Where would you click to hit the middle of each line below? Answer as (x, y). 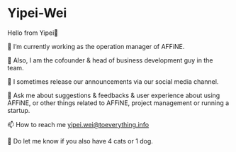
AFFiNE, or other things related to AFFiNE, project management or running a (118, 103)
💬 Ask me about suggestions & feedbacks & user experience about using (114, 95)
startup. (19, 110)
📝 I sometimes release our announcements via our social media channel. (113, 81)
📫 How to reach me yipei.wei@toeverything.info (78, 124)
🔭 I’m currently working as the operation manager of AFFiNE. (96, 46)
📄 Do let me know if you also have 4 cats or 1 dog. (80, 141)
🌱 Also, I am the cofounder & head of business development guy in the (110, 60)
